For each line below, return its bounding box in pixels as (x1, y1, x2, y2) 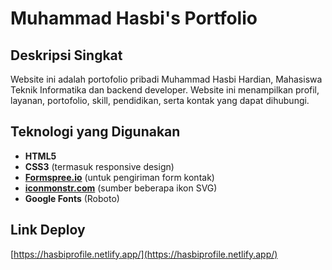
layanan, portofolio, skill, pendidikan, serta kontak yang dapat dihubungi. (10, 95, 310, 106)
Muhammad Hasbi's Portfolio (10, 7, 258, 30)
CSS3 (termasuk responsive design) (24, 160, 175, 172)
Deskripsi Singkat (10, 47, 123, 64)
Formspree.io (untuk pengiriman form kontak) (24, 171, 215, 183)
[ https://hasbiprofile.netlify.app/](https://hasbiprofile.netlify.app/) (10, 248, 278, 260)
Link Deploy (10, 222, 86, 239)
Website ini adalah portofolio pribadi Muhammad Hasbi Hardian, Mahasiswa (10, 73, 323, 85)
